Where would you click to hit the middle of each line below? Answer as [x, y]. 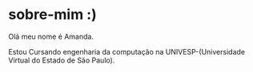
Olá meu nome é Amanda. [51, 36]
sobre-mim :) [53, 15]
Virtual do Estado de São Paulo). [62, 60]
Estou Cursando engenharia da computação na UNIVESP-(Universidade [127, 51]
